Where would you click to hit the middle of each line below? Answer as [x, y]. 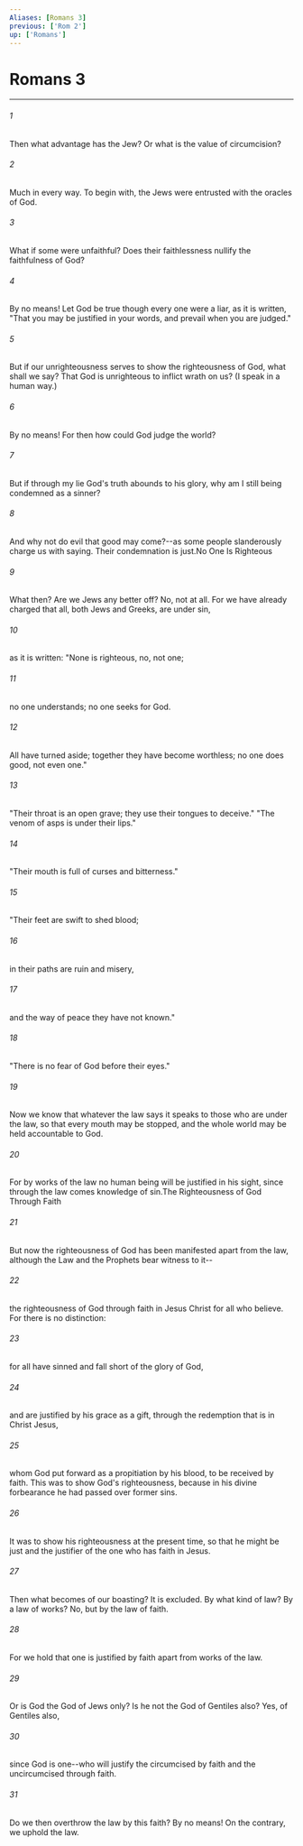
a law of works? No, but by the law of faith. [89, 1609]
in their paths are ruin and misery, [72, 969]
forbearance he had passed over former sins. [93, 1492]
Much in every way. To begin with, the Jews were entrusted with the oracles [151, 192]
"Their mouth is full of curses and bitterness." [94, 872]
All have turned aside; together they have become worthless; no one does [147, 755]
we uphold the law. [44, 1832]
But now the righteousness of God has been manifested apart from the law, [149, 1250]
